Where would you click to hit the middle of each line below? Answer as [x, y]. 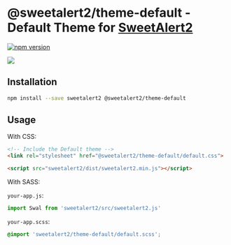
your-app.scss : [29, 221]
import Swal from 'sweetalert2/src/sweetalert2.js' [84, 208]
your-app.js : [26, 195]
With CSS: [22, 137]
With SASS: [24, 182]
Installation [32, 82]
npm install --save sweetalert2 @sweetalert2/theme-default [97, 98]
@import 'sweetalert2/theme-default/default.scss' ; [84, 234]
